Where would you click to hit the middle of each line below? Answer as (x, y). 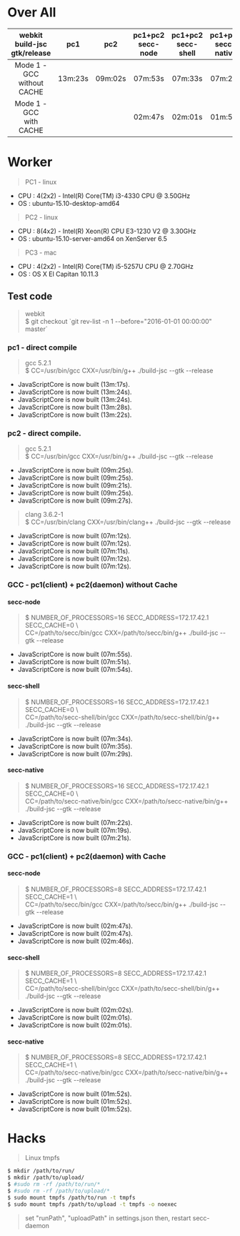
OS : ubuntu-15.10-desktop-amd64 (69, 203)
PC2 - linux (41, 217)
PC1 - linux (41, 182)
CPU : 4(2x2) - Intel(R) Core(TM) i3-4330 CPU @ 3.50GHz (104, 196)
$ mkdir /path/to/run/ (41, 1171)
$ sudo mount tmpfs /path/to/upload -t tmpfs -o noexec (92, 1204)
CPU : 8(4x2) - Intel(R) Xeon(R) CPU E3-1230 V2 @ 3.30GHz (107, 231)
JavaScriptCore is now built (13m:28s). (75, 407)
